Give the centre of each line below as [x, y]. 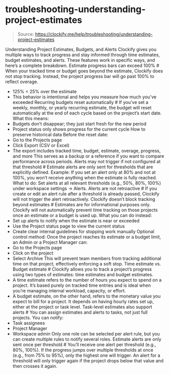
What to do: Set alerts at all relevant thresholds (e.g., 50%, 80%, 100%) [87, 183]
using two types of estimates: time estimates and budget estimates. [83, 274]
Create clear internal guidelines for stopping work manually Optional [83, 231]
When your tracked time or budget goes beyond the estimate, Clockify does [84, 71]
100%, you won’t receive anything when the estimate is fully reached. [85, 177]
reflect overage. [22, 82]
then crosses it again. [35, 366]
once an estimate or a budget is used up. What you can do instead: [82, 215]
